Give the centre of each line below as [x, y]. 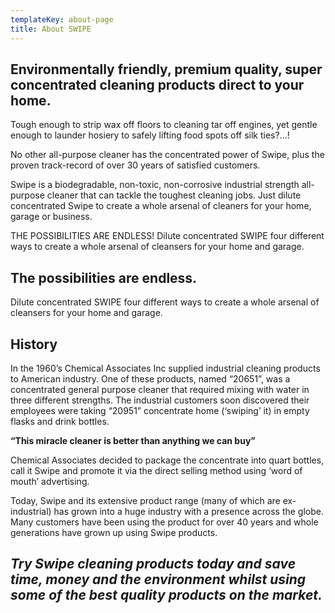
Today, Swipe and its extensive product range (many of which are [145, 500]
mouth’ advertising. [50, 481]
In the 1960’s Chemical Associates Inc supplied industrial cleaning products [165, 368]
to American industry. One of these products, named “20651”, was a [150, 378]
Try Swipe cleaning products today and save [153, 564]
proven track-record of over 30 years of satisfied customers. [135, 165]
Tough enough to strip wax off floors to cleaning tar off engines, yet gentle [164, 125]
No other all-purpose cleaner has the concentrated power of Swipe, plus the [167, 155]
